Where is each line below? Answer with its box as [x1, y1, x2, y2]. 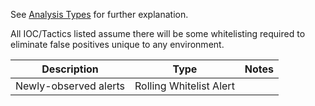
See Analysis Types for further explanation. [10, 9, 189, 20]
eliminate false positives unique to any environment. [10, 39, 225, 50]
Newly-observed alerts [15, 79, 126, 93]
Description [41, 62, 99, 76]
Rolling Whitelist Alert [134, 79, 235, 93]
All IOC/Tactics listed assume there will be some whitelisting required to [10, 28, 306, 39]
